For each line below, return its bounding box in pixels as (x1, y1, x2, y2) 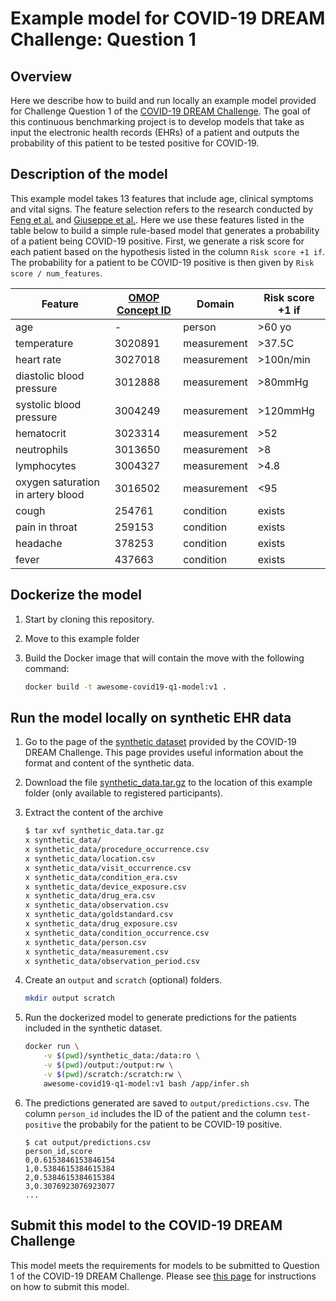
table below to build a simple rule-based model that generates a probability (10, 224, 320, 236)
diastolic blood (15, 368, 85, 382)
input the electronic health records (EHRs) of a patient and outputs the (10, 127, 300, 138)
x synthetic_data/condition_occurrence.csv (24, 928, 210, 938)
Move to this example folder (24, 632, 140, 644)
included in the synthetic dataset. (24, 1022, 163, 1034)
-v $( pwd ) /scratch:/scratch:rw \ (43, 1069, 183, 1079)
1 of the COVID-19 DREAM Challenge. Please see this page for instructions (10, 1270, 317, 1282)
